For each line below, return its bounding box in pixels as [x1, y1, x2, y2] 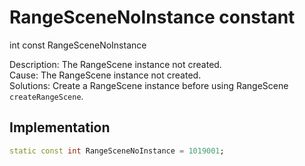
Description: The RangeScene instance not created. [9, 58, 222, 70]
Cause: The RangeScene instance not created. [9, 69, 202, 81]
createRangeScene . [9, 90, 84, 102]
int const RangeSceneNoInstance [9, 39, 147, 51]
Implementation [9, 119, 111, 136]
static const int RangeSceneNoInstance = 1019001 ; [9, 146, 225, 156]
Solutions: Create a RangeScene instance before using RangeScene [9, 79, 289, 91]
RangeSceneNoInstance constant [9, 6, 296, 29]
